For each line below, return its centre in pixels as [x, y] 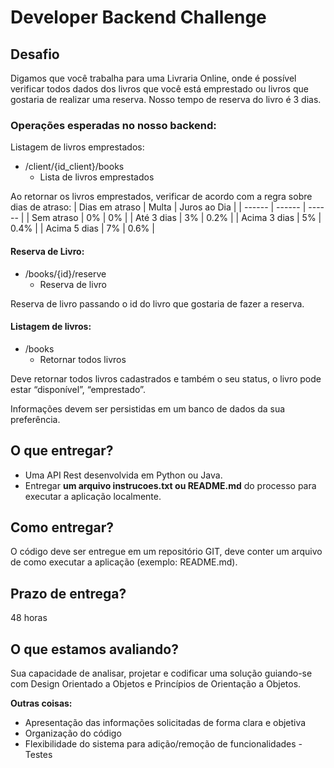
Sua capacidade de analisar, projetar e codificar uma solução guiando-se [161, 673]
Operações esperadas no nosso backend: [113, 125]
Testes [38, 754]
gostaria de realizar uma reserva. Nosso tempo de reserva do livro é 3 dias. [166, 99]
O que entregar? [62, 451]
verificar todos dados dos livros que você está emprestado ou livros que [159, 89]
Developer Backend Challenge [138, 17]
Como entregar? [62, 527]
